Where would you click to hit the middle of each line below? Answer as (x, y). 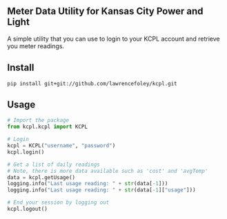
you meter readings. (36, 46)
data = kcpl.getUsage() (41, 177)
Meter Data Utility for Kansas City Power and (105, 11)
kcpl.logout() (28, 209)
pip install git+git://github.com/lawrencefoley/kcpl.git (92, 83)
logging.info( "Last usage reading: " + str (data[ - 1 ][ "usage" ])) (101, 190)
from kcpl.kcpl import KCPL (48, 127)
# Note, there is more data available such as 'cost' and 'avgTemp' (108, 171)
